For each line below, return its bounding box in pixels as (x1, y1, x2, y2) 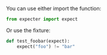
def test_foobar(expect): (6, 38, 70, 44)
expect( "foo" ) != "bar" (17, 43, 76, 49)
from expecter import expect (6, 16, 78, 22)
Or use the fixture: (6, 26, 51, 34)
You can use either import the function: (6, 5, 102, 12)
